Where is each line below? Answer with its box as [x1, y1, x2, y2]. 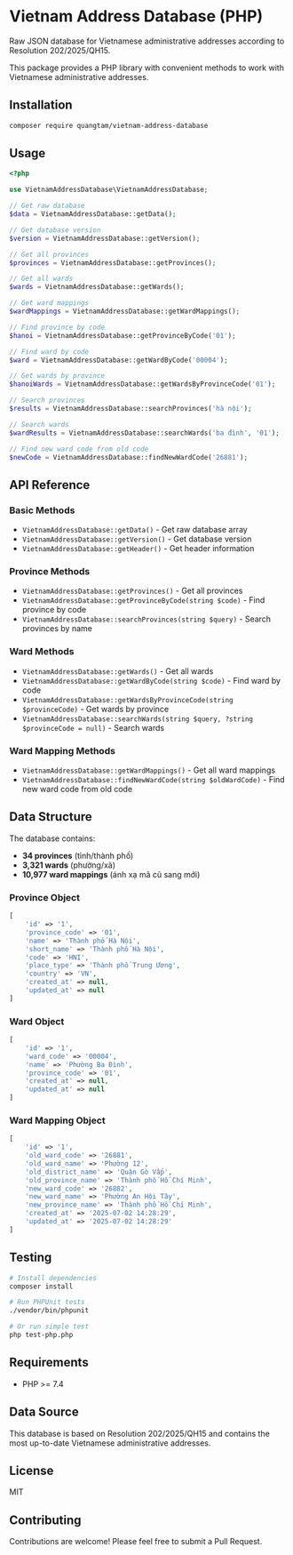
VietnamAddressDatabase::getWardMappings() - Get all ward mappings [21, 765, 276, 775]
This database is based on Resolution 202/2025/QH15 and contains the [9, 1428, 271, 1439]
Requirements [9, 1355, 89, 1370]
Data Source [9, 1405, 79, 1420]
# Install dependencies [9, 1273, 98, 1282]
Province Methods [9, 565, 91, 578]
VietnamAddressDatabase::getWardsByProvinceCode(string [21, 695, 234, 704]
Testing [9, 1250, 52, 1265]
